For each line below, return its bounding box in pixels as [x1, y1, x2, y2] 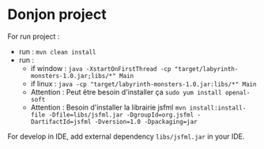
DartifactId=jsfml [30, 117, 92, 125]
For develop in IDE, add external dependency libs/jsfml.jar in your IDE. [7, 132, 245, 141]
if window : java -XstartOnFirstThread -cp [30, 63, 172, 73]
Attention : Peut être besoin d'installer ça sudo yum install [30, 87, 222, 96]
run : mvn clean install [18, 47, 96, 56]
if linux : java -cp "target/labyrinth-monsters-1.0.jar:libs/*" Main [30, 79, 257, 88]
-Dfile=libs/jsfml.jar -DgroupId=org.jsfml [48, 110, 194, 119]
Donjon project [7, 6, 107, 24]
